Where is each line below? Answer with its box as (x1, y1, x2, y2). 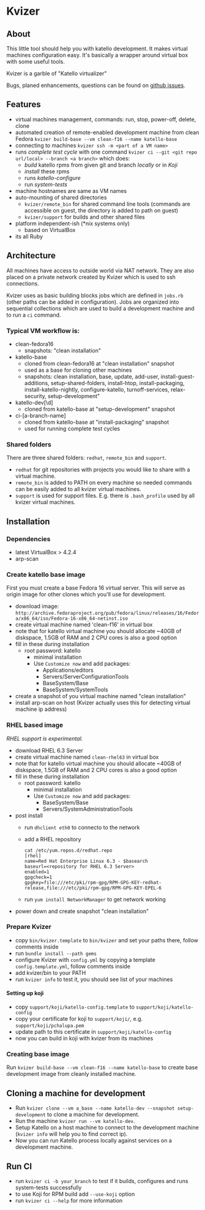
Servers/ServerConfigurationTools (42, 673, 129, 680)
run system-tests (24, 181, 67, 188)
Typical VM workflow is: (6, 326, 80, 335)
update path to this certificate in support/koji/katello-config (15, 1028, 171, 1035)
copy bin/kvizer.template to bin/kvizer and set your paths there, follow (15, 936, 199, 944)
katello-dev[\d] (15, 399, 53, 406)
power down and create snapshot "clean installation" (15, 907, 149, 915)
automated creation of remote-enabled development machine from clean (15, 129, 199, 136)
